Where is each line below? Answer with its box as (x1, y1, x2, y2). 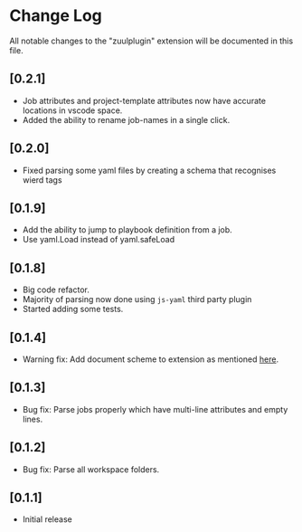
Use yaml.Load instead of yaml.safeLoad (22, 234, 175, 245)
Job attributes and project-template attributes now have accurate (22, 95, 267, 106)
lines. (22, 413, 43, 424)
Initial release (22, 514, 72, 525)
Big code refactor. (22, 284, 90, 295)
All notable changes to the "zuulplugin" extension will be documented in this (9, 35, 294, 46)
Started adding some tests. (22, 304, 124, 315)
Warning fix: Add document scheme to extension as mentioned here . (22, 354, 278, 365)
